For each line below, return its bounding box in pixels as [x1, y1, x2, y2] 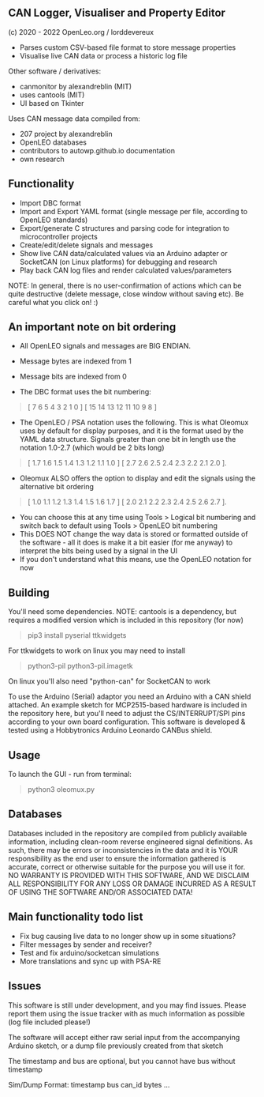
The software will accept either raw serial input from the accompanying [8, 1032, 240, 1042]
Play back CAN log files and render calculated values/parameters [19, 265, 232, 275]
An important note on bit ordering [8, 320, 177, 334]
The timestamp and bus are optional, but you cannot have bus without [8, 1056, 236, 1065]
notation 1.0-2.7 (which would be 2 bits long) [19, 443, 165, 453]
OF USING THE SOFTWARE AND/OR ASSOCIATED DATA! [8, 887, 193, 896]
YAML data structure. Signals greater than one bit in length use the [19, 435, 236, 444]
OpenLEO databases [19, 138, 87, 147]
